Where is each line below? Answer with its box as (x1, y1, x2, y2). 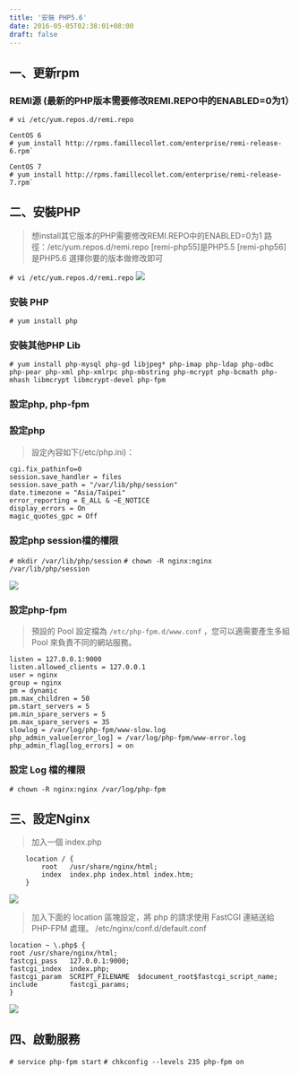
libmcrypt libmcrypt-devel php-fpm (32, 376, 167, 385)
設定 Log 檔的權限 (9, 764, 86, 776)
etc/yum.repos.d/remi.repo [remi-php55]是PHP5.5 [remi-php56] (49, 241, 286, 252)
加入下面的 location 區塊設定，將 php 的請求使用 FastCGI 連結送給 (30, 912, 275, 922)
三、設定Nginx (9, 811, 91, 826)
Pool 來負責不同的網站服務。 (30, 637, 137, 648)
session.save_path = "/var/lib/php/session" (9, 480, 178, 489)
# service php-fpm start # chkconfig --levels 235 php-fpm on (9, 1058, 244, 1067)
